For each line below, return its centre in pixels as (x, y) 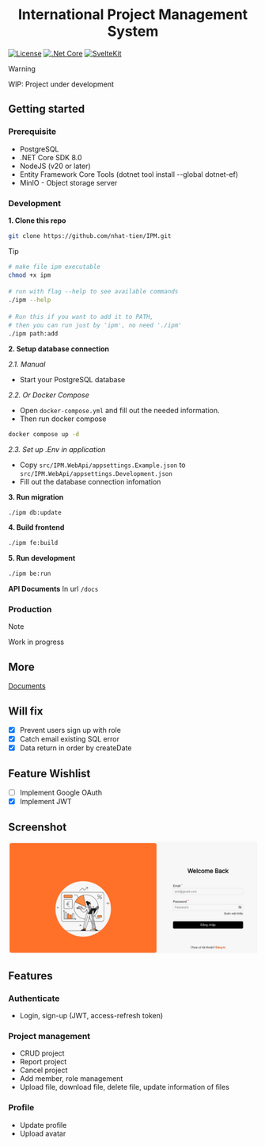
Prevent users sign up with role (70, 730)
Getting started (47, 109)
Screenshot (38, 827)
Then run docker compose (63, 419)
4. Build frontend (36, 527)
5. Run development (42, 558)
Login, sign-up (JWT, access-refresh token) (91, 1016)
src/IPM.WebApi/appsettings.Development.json (96, 473)
